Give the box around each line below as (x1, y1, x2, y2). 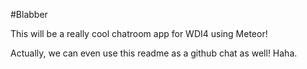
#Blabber (10, 9, 48, 20)
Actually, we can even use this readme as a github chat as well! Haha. (10, 47, 298, 59)
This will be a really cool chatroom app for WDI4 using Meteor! (10, 28, 268, 39)
